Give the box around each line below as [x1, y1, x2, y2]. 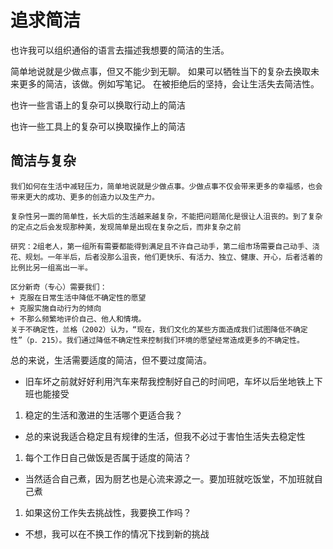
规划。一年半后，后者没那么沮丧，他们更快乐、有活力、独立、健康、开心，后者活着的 [24, 252, 323, 262]
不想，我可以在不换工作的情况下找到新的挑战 [24, 527, 210, 540]
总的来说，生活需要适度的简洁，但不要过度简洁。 [10, 354, 212, 366]
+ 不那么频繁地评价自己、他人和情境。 [10, 314, 147, 324]
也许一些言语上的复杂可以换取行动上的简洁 [10, 99, 186, 111]
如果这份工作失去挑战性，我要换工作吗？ [24, 506, 192, 518]
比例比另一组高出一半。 [10, 262, 93, 273]
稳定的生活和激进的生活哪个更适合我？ [24, 409, 183, 421]
